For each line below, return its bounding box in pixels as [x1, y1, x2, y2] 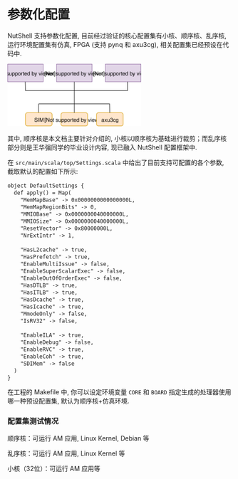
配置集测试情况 [7, 416, 59, 426]
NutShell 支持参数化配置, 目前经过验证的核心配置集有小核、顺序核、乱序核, [7, 31, 227, 40]
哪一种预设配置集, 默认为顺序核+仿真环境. [7, 396, 130, 406]
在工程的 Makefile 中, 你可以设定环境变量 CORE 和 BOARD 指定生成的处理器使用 [7, 388, 232, 396]
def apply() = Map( [14, 189, 72, 196]
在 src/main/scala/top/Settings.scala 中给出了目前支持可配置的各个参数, [7, 158, 224, 167]
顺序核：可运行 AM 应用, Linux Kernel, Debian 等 [7, 433, 150, 442]
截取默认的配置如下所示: [7, 167, 78, 176]
